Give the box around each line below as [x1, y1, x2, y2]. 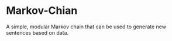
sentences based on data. [6, 29, 69, 36]
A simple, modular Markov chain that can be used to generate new [6, 23, 167, 30]
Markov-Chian [6, 4, 78, 17]
